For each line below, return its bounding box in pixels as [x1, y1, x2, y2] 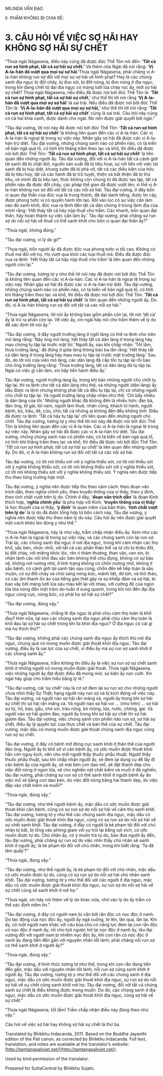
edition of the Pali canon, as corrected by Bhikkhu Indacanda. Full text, [5, 1036, 147, 1042]
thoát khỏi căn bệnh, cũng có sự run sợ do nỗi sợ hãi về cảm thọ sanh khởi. [5, 806, 156, 812]
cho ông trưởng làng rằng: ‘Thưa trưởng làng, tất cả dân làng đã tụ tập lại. [5, 362, 152, 368]
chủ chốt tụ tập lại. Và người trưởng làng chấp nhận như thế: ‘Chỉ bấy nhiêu [5, 392, 155, 398]
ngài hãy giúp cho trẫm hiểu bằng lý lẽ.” [5, 675, 85, 681]
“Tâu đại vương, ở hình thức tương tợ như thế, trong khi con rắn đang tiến [5, 961, 151, 967]
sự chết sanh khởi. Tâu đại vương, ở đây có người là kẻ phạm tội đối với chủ [5, 821, 156, 828]
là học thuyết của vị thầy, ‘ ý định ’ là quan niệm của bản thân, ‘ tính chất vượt [5, 504, 158, 510]
